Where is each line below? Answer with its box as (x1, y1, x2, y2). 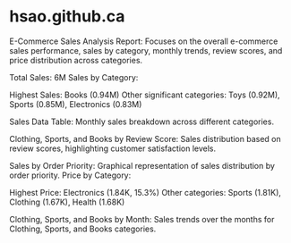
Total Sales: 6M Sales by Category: (9, 71, 139, 82)
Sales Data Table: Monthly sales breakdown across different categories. (9, 116, 275, 127)
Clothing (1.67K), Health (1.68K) (9, 197, 125, 207)
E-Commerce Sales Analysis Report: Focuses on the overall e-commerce (9, 36, 278, 46)
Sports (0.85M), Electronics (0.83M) (9, 98, 142, 109)
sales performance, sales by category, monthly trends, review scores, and (9, 45, 283, 55)
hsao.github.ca (9, 6, 125, 27)
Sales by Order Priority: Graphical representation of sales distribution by (9, 160, 276, 171)
